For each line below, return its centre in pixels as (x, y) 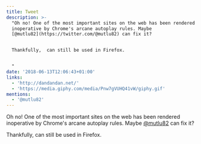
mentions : (19, 94)
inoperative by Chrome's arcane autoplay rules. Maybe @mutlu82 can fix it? (100, 123)
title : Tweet (23, 12)
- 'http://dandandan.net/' (45, 83)
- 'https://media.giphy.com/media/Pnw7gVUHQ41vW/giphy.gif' (88, 88)
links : (14, 77)
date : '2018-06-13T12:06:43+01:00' (51, 72)
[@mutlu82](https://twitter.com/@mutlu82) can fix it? (82, 34)
